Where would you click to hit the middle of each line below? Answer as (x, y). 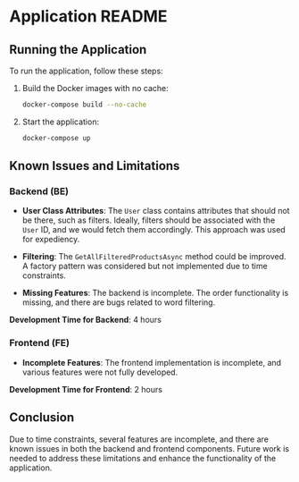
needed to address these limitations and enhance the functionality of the (143, 458)
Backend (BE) (39, 191)
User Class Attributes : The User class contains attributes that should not (156, 211)
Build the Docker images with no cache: (96, 88)
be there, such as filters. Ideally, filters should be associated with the (149, 220)
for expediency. (51, 240)
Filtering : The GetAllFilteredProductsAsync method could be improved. (154, 257)
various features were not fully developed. (100, 372)
